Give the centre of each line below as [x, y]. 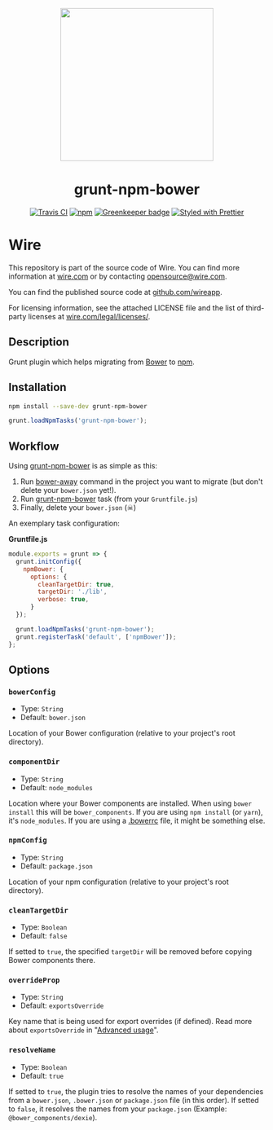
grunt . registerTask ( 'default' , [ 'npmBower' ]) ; [96, 637]
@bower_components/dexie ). [53, 1117]
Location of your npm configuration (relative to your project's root [119, 882]
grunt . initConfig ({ [49, 561]
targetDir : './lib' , [73, 592]
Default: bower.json [53, 718]
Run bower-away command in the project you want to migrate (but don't [141, 481]
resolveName [32, 1050]
